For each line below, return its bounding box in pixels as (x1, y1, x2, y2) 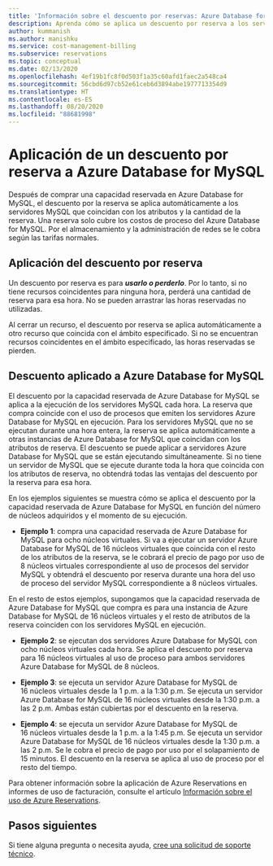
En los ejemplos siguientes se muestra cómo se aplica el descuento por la (8, 493, 256, 503)
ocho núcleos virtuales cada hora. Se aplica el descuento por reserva (19, 644, 253, 654)
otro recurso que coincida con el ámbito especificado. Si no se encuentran (8, 328, 258, 338)
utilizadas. (8, 304, 43, 313)
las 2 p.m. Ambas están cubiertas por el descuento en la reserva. (19, 703, 239, 713)
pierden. (8, 345, 37, 355)
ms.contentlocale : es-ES (8, 95, 93, 103)
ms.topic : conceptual (8, 58, 82, 66)
